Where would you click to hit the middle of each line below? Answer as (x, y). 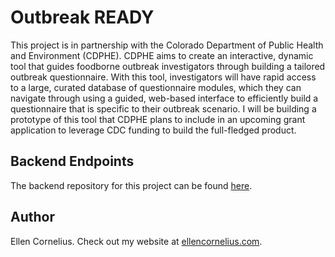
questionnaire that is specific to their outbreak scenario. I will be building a (163, 108)
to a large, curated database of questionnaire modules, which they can (156, 87)
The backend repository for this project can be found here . (131, 185)
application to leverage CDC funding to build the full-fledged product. (153, 130)
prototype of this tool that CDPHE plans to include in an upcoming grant (158, 119)
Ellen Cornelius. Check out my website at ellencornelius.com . (136, 241)
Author (32, 217)
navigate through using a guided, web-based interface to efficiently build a (164, 98)
